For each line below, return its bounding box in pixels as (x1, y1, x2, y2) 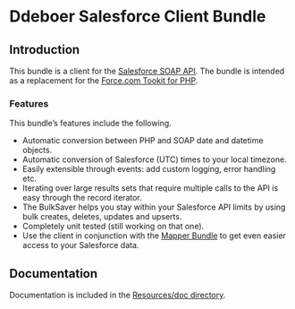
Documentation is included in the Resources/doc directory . (9, 289, 226, 301)
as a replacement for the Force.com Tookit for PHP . (9, 75, 198, 86)
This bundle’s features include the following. (9, 118, 172, 129)
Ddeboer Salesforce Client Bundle (9, 6, 266, 27)
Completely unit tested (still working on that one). (21, 221, 205, 232)
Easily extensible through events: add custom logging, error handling (21, 164, 276, 175)
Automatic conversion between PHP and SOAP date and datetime (21, 135, 264, 146)
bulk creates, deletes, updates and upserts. (21, 211, 182, 222)
